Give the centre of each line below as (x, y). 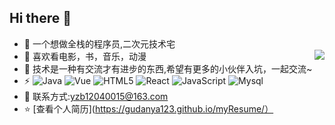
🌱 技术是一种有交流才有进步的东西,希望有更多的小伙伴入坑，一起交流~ (168, 68)
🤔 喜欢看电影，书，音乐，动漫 (85, 56)
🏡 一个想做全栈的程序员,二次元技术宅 (99, 43)
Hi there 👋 (40, 18)
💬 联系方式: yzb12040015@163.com (96, 96)
